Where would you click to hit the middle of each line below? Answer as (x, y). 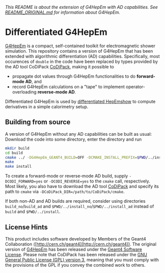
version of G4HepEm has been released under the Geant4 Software (74, 249)
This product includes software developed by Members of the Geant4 (76, 239)
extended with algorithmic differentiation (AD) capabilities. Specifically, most (82, 56)
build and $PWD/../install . (33, 212)
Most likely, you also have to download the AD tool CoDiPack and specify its (82, 186)
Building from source (38, 122)
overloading (24, 92)
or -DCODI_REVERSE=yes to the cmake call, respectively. (97, 181)
